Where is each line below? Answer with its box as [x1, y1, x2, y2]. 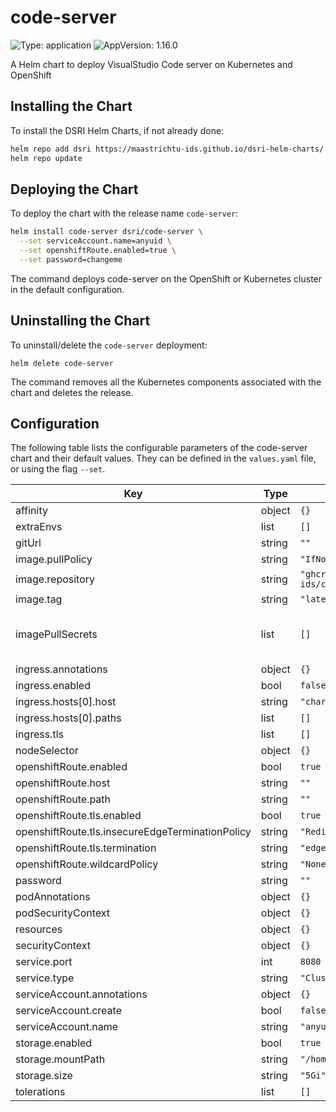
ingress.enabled [15, 679, 91, 693]
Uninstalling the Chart [10, 312, 151, 330]
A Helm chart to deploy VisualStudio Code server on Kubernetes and [10, 58, 293, 70]
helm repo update [10, 153, 83, 163]
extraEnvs [15, 520, 63, 534]
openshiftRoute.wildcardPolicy [15, 857, 159, 871]
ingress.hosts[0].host [15, 695, 117, 709]
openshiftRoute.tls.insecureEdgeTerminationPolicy [15, 825, 252, 839]
